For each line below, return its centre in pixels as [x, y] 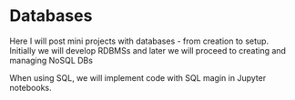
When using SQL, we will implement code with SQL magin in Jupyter [138, 77]
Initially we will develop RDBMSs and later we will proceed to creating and [148, 50]
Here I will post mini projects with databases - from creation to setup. [139, 41]
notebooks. [31, 87]
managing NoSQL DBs [51, 60]
